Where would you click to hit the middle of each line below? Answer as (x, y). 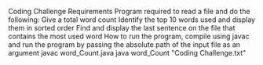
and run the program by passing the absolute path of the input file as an (124, 45)
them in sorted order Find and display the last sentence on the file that (122, 28)
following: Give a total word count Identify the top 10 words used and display (132, 20)
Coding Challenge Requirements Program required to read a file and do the (129, 11)
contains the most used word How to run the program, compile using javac (129, 36)
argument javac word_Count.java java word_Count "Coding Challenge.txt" (127, 53)
